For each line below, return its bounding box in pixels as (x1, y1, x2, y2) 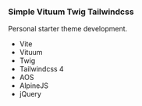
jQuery (19, 90, 41, 99)
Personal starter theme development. (8, 24, 128, 34)
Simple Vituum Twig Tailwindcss (8, 6, 134, 17)
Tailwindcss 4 (19, 64, 64, 74)
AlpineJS (19, 81, 49, 90)
